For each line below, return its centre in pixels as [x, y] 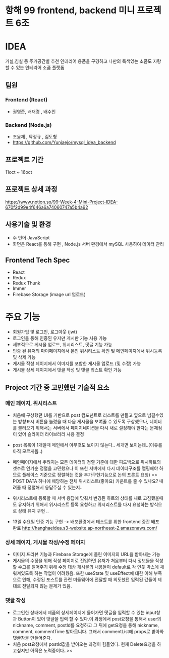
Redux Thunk [26, 283]
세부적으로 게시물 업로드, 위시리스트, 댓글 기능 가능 [62, 345]
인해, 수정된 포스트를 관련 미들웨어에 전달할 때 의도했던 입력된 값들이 [89, 580]
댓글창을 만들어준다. [32, 638]
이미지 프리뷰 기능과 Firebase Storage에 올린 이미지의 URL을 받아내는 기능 [86, 554]
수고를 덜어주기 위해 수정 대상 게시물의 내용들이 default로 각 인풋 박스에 [88, 567]
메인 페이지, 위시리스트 [31, 403]
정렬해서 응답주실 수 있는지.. [55, 487]
